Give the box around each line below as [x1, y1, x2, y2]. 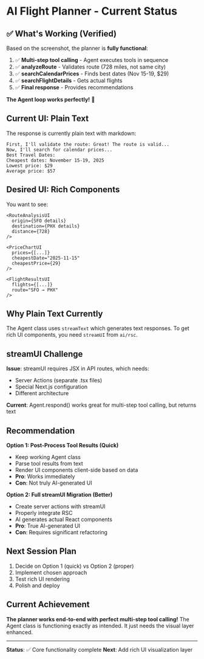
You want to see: [6, 201, 49, 208]
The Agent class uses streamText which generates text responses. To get [6, 325, 189, 332]
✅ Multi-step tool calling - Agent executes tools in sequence [15, 57, 169, 63]
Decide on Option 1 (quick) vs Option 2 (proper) [15, 562, 134, 570]
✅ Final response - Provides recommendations [15, 84, 134, 91]
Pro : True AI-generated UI [15, 522, 81, 530]
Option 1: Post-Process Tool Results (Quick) [6, 442, 119, 449]
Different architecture [15, 390, 69, 397]
